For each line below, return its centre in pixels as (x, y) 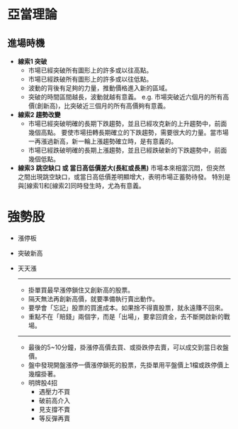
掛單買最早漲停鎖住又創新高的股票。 (81, 290)
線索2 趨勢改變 (39, 115)
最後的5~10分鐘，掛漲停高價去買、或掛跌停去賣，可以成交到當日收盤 (128, 347)
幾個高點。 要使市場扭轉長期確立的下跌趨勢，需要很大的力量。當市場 (128, 132)
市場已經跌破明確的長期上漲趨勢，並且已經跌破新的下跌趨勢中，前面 (127, 150)
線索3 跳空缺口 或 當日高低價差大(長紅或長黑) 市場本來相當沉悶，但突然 (121, 168)
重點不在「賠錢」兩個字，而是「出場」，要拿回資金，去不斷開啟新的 (126, 316)
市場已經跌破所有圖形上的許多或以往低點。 (90, 79)
